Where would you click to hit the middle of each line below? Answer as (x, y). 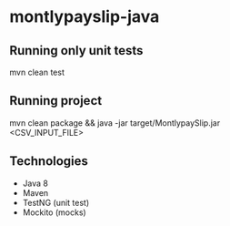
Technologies (49, 161)
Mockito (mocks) (54, 212)
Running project (56, 101)
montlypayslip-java (85, 17)
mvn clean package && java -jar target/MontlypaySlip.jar (115, 123)
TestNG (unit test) (56, 202)
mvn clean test (37, 72)
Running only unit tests (76, 51)
